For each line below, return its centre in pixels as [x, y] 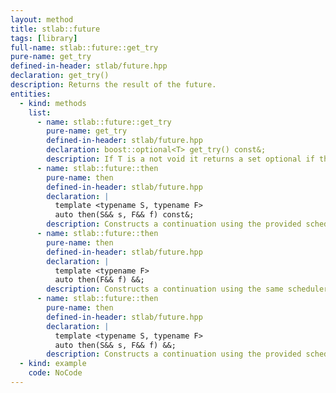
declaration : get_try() [60, 76]
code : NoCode [55, 373]
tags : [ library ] [44, 38]
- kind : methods [53, 103]
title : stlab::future [55, 29]
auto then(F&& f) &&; [99, 280]
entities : [31, 94]
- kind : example [53, 364]
